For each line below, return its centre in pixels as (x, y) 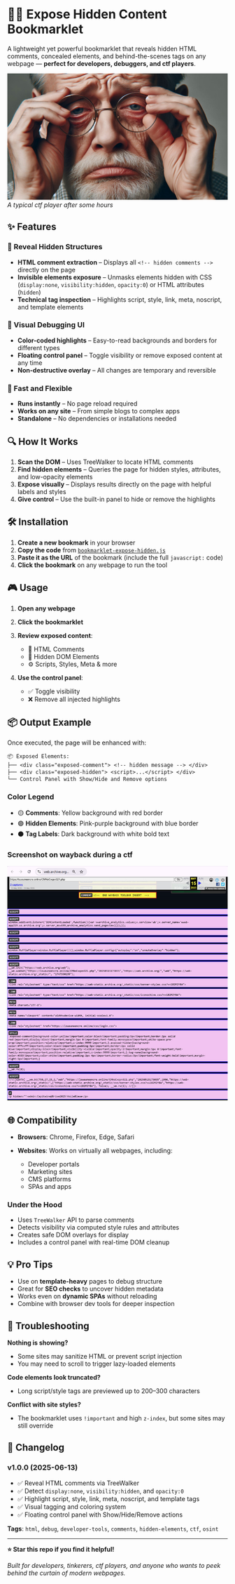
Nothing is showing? (38, 1343)
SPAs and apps (50, 1187)
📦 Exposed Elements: (38, 757)
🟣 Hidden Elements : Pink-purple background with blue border (108, 823)
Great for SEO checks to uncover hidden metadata (91, 1289)
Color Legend (31, 797)
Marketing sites (50, 1172)
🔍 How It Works (43, 441)
